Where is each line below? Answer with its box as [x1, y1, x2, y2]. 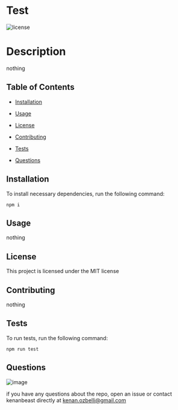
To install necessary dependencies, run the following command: [6, 190, 165, 197]
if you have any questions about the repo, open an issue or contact [6, 390, 173, 397]
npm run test [6, 346, 39, 352]
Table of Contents [6, 82, 75, 92]
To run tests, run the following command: [6, 334, 108, 341]
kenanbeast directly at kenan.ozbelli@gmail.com [6, 396, 126, 404]
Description [6, 45, 66, 58]
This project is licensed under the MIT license [6, 268, 119, 275]
